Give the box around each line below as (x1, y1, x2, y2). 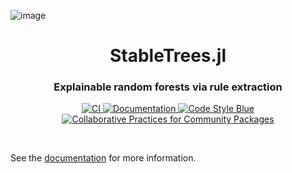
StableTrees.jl (109, 45, 227, 67)
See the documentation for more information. (10, 152, 197, 164)
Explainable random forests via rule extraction (53, 80, 283, 94)
